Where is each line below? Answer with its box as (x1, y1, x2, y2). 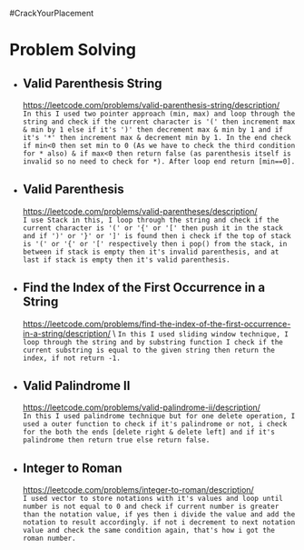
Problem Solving (9, 40, 137, 60)
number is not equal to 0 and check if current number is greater (22, 502, 279, 512)
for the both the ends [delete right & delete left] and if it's (22, 427, 275, 437)
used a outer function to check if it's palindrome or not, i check (22, 420, 288, 429)
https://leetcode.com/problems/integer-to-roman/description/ (22, 485, 254, 495)
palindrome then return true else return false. (22, 435, 211, 445)
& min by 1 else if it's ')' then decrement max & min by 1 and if (22, 125, 283, 135)
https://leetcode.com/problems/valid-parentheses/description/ (22, 205, 258, 216)
